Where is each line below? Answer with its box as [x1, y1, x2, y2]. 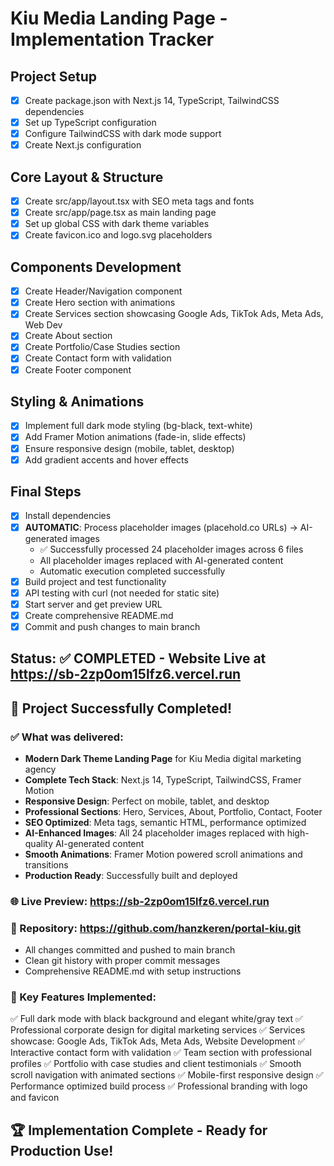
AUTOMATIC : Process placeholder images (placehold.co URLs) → [24, 521, 298, 533]
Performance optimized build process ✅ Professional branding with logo [10, 1080, 308, 1092]
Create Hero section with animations [24, 297, 176, 309]
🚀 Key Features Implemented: [10, 990, 157, 1004]
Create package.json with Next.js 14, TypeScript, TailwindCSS [24, 95, 280, 106]
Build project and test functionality [24, 575, 167, 587]
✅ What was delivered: [10, 730, 124, 744]
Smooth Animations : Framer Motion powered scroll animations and [24, 848, 303, 860]
